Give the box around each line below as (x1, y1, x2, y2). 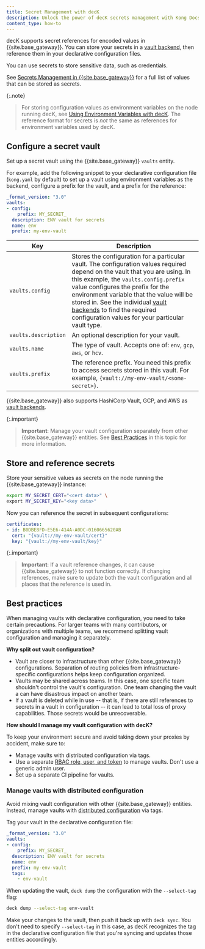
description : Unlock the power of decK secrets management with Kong (6, 15, 187, 21)
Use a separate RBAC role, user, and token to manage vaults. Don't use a (15, 758, 199, 766)
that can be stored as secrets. (6, 80, 81, 87)
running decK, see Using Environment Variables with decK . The (21, 111, 181, 118)
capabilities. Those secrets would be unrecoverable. (15, 710, 147, 717)
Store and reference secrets (6, 458, 115, 468)
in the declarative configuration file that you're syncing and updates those (6, 929, 192, 937)
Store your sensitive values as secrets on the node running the (6, 475, 164, 482)
